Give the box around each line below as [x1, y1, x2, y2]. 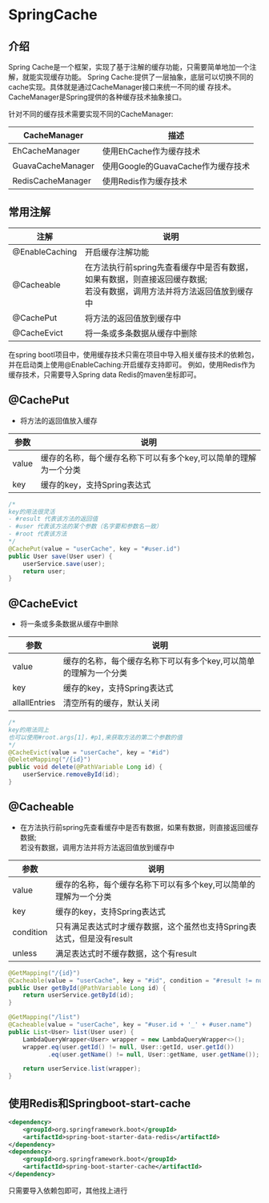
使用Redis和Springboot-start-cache [8, 1097, 191, 1110]
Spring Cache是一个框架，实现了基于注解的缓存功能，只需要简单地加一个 [8, 62, 250, 71]
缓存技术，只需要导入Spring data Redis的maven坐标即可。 [8, 370, 202, 379]
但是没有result [79, 932, 134, 944]
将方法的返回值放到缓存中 [84, 312, 182, 323]
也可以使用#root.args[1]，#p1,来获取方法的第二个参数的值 [8, 733, 183, 741]
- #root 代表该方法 [8, 530, 67, 538]
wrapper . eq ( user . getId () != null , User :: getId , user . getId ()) [22, 1043, 235, 1051]
